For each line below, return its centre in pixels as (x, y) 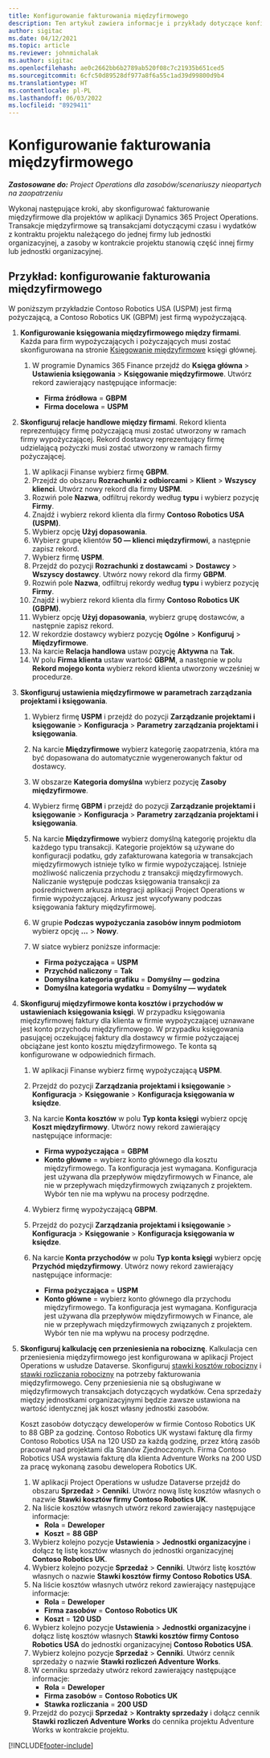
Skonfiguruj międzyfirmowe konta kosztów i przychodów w (121, 1003)
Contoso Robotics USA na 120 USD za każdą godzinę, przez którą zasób (140, 1440)
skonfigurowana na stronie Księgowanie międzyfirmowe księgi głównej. (138, 350)
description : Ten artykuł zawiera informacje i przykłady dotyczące (125, 23)
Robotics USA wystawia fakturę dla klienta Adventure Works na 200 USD (141, 1458)
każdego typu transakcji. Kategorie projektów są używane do (133, 847)
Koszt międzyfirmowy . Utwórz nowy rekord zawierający (126, 1127)
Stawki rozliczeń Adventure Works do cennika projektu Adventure (143, 1721)
